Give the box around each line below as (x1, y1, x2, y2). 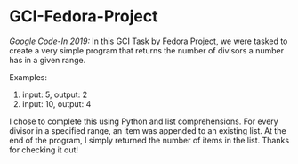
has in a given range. (9, 54, 86, 65)
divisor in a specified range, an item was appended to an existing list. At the (9, 125, 286, 135)
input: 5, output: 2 (21, 89, 87, 100)
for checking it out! (9, 144, 78, 155)
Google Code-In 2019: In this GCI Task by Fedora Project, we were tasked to (9, 36, 288, 46)
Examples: (9, 71, 47, 82)
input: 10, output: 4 (21, 98, 92, 109)
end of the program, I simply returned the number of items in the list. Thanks (9, 135, 290, 145)
